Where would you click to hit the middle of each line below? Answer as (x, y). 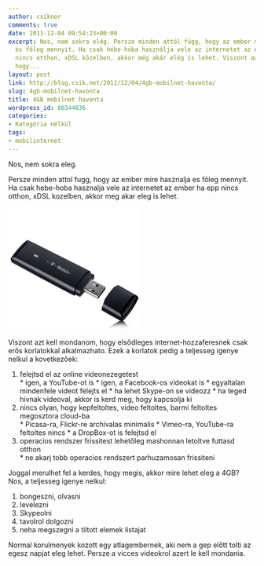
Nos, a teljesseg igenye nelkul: (58, 481)
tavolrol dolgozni (46, 521)
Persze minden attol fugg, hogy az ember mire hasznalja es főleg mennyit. (128, 179)
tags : (17, 133)
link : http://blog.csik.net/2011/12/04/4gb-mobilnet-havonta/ (112, 82)
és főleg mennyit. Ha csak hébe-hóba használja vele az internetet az (133, 50)
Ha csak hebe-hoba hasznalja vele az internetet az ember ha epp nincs (123, 188)
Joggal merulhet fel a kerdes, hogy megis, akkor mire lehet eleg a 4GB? (124, 473)
